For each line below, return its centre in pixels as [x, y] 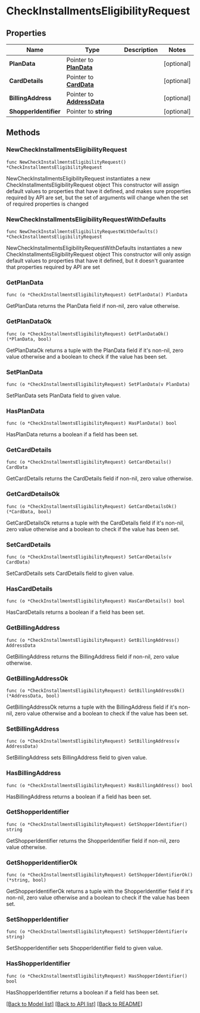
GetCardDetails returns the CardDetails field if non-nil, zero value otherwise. [100, 479]
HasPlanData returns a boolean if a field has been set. [72, 434]
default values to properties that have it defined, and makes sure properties [99, 191]
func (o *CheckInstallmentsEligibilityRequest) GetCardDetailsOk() [92, 506]
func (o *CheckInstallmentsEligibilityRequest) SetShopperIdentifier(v [97, 932]
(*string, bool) [26, 880]
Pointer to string [89, 111]
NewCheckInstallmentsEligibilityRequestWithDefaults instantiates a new [94, 248]
